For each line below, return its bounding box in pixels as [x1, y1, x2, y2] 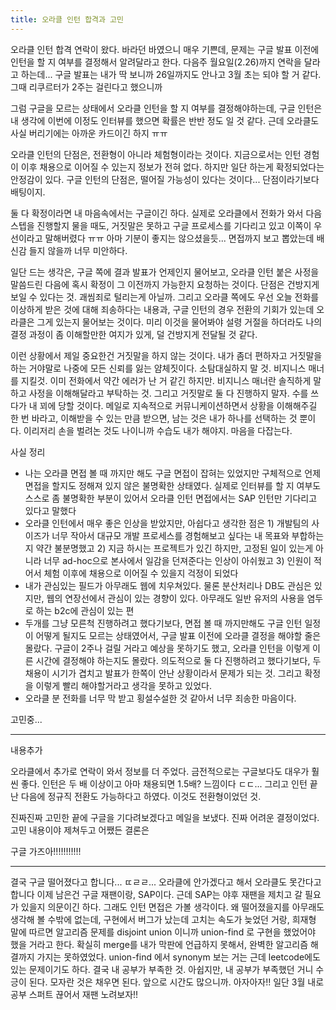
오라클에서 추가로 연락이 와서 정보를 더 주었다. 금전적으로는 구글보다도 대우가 [10, 765, 310, 777]
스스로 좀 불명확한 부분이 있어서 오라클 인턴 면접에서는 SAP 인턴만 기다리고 [24, 492, 318, 504]
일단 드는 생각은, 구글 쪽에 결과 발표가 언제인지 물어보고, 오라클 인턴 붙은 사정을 [10, 266, 320, 278]
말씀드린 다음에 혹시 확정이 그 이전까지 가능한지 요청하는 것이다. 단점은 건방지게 [10, 278, 320, 290]
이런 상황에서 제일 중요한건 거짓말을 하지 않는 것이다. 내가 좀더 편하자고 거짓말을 [10, 349, 323, 361]
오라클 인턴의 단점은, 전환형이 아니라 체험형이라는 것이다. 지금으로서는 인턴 [10, 148, 302, 160]
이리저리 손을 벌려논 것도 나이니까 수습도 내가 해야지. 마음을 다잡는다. [23, 424, 293, 436]
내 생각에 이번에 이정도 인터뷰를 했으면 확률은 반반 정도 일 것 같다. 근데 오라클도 [10, 114, 320, 126]
